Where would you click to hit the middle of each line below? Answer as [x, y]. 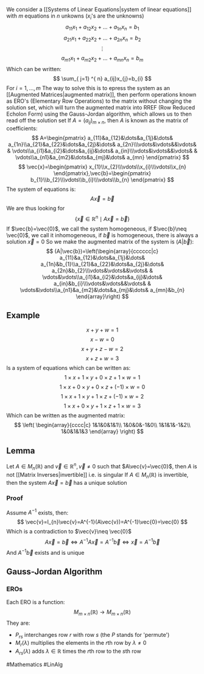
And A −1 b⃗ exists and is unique [45, 552]
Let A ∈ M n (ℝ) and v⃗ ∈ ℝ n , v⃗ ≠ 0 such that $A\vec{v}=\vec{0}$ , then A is [102, 467]
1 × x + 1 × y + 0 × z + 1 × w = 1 [102, 378]
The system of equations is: [41, 189]
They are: [18, 623]
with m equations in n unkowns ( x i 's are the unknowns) [75, 16]
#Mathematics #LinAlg [34, 664]
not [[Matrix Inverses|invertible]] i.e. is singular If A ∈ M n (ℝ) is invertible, [97, 475]
